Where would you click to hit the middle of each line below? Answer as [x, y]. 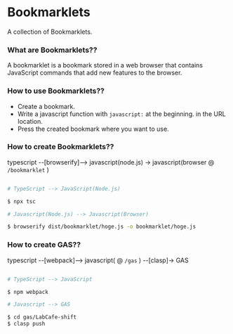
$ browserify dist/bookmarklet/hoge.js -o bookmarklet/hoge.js [102, 227]
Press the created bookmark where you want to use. [93, 129]
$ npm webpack [28, 292]
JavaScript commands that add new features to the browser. [95, 73]
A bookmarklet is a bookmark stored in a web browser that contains [105, 65]
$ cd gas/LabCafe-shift [42, 317]
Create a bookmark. [46, 106]
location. [30, 121]
